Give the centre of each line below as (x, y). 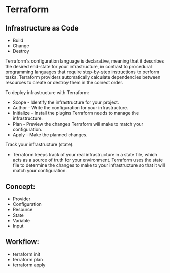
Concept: (20, 187)
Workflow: (22, 242)
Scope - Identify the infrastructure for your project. (66, 102)
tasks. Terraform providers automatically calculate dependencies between (83, 77)
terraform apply (29, 265)
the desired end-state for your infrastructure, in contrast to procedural (79, 66)
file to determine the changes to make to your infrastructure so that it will (89, 165)
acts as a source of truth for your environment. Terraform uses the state (88, 160)
